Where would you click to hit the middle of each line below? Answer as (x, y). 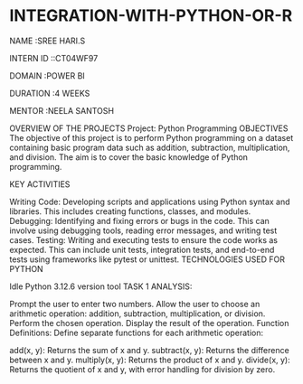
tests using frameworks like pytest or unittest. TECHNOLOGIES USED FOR (147, 259)
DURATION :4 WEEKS (50, 93)
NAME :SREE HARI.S (47, 41)
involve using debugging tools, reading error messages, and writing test (143, 230)
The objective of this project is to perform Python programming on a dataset (151, 137)
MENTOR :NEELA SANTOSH (62, 110)
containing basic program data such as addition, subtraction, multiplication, (150, 147)
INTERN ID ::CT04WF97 (54, 58)
